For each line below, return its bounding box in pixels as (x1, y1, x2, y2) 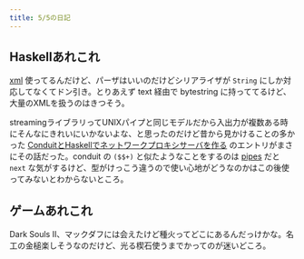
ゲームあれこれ (9, 203, 93, 218)
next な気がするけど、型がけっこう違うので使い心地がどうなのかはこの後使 (9, 163, 290, 174)
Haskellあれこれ (9, 49, 101, 65)
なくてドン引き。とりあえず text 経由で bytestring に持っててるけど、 (33, 86, 292, 97)
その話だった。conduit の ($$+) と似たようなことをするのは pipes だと (16, 151, 280, 162)
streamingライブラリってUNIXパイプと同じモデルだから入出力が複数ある (9, 117, 281, 128)
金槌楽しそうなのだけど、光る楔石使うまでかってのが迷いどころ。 (25, 240, 271, 251)
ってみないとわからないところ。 (9, 174, 129, 184)
